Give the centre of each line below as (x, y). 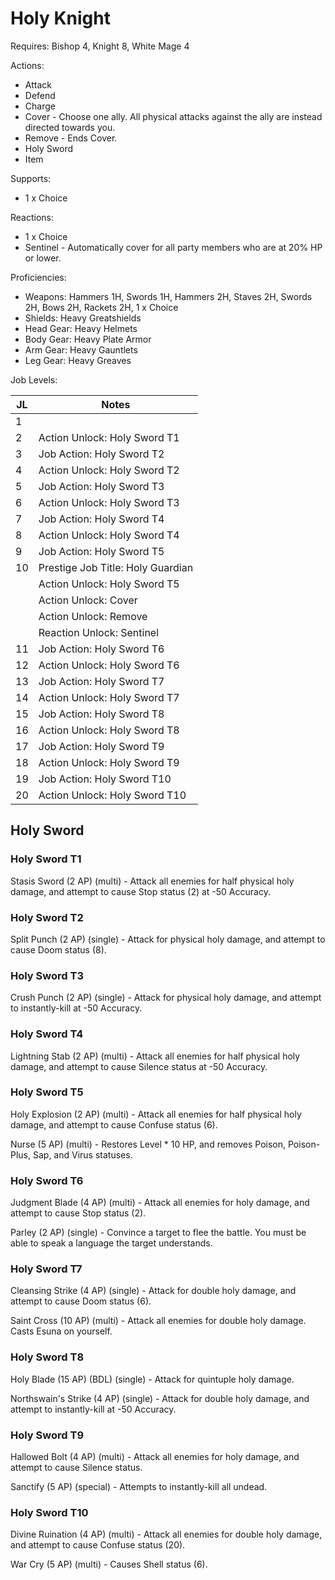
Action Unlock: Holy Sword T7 (109, 697)
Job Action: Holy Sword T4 (101, 519)
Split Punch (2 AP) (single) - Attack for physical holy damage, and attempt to (168, 939)
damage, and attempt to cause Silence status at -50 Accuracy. (139, 1066)
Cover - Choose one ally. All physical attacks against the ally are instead (173, 116)
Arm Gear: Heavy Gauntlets (81, 349)
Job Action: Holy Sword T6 (101, 649)
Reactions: (32, 217)
